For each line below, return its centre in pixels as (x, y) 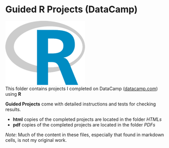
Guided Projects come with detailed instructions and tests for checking (81, 104)
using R (13, 94)
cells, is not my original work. (36, 140)
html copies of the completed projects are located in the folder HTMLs (87, 119)
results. (13, 109)
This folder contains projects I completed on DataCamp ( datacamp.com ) (82, 89)
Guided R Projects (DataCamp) (71, 9)
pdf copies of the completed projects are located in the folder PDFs (84, 124)
